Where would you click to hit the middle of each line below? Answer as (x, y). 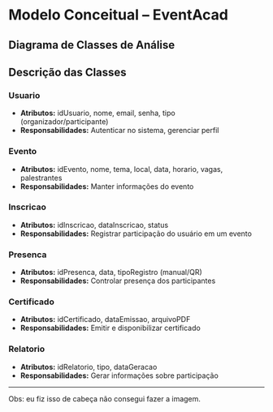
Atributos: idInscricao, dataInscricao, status (94, 225)
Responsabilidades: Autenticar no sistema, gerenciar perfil (119, 131)
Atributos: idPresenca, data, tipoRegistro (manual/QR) (111, 273)
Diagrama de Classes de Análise (92, 45)
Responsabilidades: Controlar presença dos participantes (118, 281)
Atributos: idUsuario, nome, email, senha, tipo (98, 113)
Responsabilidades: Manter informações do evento (107, 186)
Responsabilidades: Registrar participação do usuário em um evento (136, 234)
